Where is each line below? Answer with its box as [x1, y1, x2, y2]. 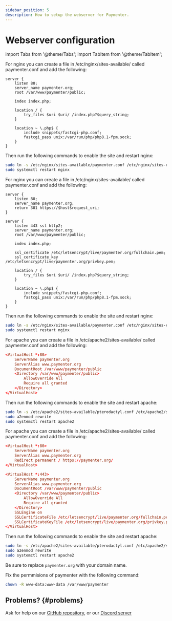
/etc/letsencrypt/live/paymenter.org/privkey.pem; [5, 259, 116, 264]
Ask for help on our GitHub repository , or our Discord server [5, 610, 132, 616]
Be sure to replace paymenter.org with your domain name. [5, 562, 127, 568]
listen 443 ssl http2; [14, 223, 63, 228]
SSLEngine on [14, 510, 42, 515]
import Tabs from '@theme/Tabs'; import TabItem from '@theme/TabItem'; [5, 51, 163, 57]
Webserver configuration [5, 34, 115, 46]
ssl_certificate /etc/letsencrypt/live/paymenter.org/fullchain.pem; [14, 250, 166, 255]
